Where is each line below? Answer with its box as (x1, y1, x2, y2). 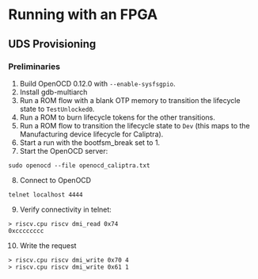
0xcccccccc (8, 227, 44, 235)
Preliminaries (8, 61, 61, 72)
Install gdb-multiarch (19, 87, 88, 97)
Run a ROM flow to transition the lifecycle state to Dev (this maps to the (19, 120, 251, 130)
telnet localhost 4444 (8, 190, 83, 199)
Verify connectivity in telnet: (19, 204, 112, 214)
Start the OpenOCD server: (19, 146, 108, 155)
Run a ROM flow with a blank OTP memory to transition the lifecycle (19, 95, 241, 105)
